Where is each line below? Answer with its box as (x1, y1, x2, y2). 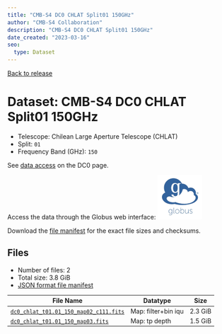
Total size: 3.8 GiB (17, 273, 71, 282)
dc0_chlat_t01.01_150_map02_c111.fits (10, 308, 125, 315)
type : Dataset (13, 49, 55, 56)
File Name (52, 296, 83, 305)
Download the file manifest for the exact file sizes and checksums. (7, 226, 201, 235)
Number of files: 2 (17, 265, 71, 274)
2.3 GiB (189, 306, 212, 315)
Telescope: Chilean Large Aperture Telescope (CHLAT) (17, 132, 178, 141)
